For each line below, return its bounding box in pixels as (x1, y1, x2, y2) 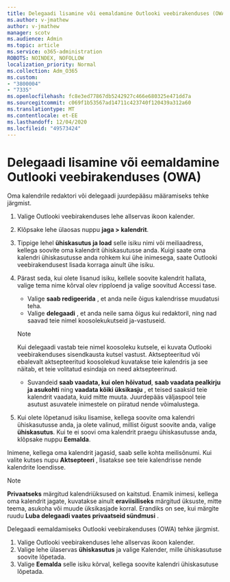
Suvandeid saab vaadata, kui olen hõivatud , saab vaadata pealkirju (27, 378, 221, 386)
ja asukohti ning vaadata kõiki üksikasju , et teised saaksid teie (27, 386, 207, 394)
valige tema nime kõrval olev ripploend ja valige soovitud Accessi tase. (16, 281, 217, 290)
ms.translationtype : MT (7, 106, 75, 113)
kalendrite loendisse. (7, 463, 66, 472)
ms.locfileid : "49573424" (7, 125, 81, 132)
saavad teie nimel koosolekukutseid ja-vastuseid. (27, 316, 166, 325)
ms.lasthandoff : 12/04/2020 (7, 118, 88, 126)
